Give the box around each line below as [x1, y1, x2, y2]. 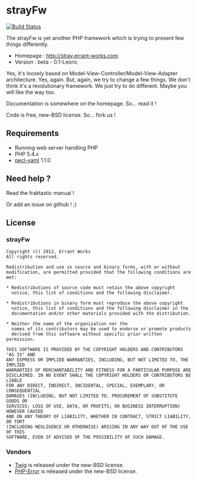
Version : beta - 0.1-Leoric [14, 58, 78, 65]
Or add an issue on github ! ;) [6, 201, 77, 208]
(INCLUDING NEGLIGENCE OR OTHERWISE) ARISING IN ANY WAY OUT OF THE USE [6, 424, 189, 430]
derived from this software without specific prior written [11, 331, 162, 337]
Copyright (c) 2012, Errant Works [6, 249, 91, 255]
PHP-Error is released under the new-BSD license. [14, 468, 137, 475]
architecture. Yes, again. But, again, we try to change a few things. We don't [6, 76, 191, 83]
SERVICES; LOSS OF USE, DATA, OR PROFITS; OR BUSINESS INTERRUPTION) [6, 403, 181, 409]
